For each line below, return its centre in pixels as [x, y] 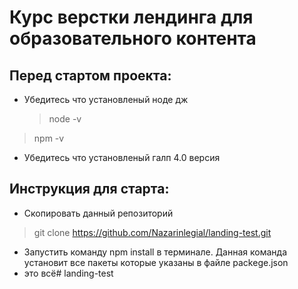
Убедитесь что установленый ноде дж [106, 99]
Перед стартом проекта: [90, 75]
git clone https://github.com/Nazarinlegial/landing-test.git [152, 232]
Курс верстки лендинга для [131, 17]
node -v [65, 119]
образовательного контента [133, 38]
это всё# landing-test [68, 273]
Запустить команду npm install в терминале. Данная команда [155, 252]
